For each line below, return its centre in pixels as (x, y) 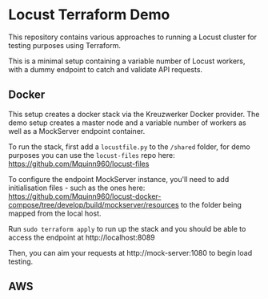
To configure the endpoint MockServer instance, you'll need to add (119, 179)
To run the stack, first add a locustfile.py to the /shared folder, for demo (129, 147)
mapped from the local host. (55, 213)
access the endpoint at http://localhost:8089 (82, 237)
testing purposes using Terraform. (65, 45)
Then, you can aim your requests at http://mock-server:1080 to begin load (130, 253)
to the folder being (211, 204)
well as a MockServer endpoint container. (77, 131)
